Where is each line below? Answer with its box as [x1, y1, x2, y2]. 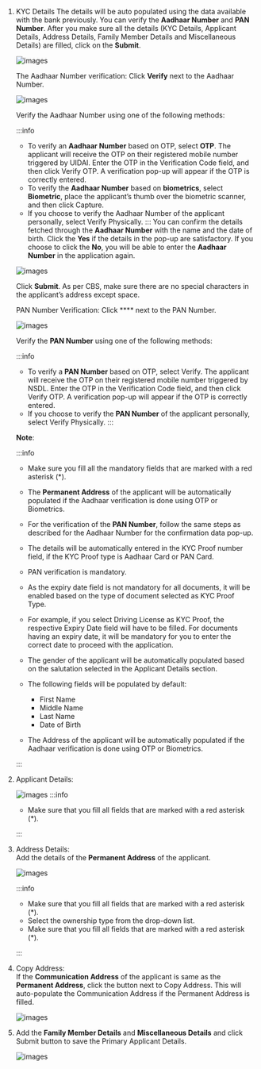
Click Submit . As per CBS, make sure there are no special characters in [15, 282, 250, 290]
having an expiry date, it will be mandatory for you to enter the [27, 632, 232, 641]
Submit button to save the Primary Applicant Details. [15, 1036, 187, 1046]
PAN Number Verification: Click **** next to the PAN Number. [15, 306, 217, 314]
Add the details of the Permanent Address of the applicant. [15, 853, 211, 862]
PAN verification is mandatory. [27, 567, 127, 576]
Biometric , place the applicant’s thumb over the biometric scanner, [27, 192, 247, 201]
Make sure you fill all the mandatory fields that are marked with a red [27, 463, 252, 473]
